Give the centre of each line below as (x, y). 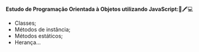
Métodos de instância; (42, 29)
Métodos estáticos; (39, 36)
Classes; (25, 23)
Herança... (27, 42)
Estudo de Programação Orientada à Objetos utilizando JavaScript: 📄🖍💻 (100, 9)
